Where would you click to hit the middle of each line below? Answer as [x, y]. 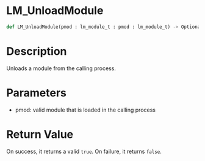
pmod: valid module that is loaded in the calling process [85, 110]
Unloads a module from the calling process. [61, 68]
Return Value [40, 134]
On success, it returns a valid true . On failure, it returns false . [84, 151]
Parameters [37, 93]
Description [37, 51]
